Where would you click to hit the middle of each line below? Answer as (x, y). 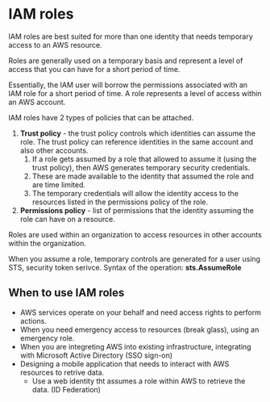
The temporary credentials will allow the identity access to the (135, 193)
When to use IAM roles (66, 293)
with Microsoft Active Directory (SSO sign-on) (96, 355)
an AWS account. (37, 102)
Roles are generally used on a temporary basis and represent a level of (126, 61)
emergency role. (47, 338)
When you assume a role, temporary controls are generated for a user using (134, 258)
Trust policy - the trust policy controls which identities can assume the (138, 133)
